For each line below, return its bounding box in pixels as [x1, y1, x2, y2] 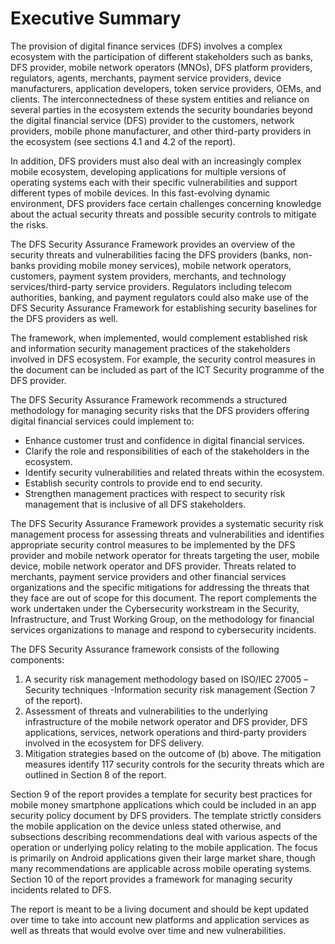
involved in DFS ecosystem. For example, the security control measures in [10, 353, 316, 365]
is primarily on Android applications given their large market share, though [10, 852, 316, 864]
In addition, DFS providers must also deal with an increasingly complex [10, 155, 302, 167]
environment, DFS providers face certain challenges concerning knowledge [10, 197, 322, 209]
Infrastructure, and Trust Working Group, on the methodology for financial [10, 613, 315, 625]
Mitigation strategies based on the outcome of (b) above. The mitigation [24, 747, 322, 759]
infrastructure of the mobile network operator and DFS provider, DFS [24, 715, 308, 727]
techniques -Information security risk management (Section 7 [61, 683, 316, 696]
